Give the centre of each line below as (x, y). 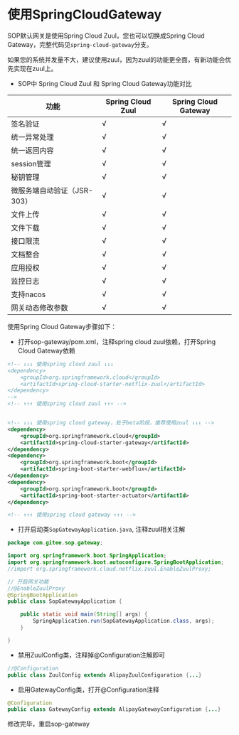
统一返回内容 (33, 150)
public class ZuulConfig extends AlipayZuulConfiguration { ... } (105, 675)
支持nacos (28, 294)
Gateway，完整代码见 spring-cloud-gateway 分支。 (80, 44)
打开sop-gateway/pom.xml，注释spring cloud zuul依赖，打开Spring (117, 341)
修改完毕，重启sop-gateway (49, 724)
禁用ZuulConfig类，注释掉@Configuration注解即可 (91, 655)
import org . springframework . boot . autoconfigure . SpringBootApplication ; (116, 562)
